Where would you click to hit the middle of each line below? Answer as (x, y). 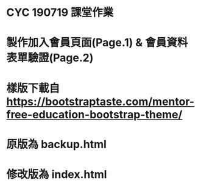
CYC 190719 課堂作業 (60, 13)
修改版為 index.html (57, 174)
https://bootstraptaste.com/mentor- (100, 102)
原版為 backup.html (56, 144)
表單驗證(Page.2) (50, 58)
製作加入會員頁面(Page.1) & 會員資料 (97, 43)
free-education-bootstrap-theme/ (94, 114)
